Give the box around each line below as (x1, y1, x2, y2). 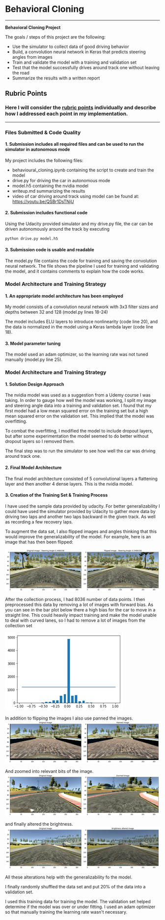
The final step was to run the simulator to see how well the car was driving (5, 448, 156, 454)
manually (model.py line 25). (5, 357, 63, 362)
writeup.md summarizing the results (12, 188, 85, 194)
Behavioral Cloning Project (5, 24, 61, 30)
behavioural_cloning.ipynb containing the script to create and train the (12, 167, 154, 173)
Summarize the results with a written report (12, 75, 100, 81)
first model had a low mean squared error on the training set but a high (5, 408, 148, 414)
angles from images (12, 54, 53, 60)
